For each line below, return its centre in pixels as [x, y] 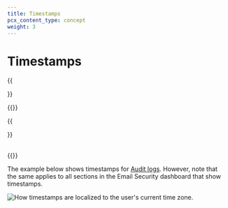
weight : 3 [22, 27]
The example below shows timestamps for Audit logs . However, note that [113, 169]
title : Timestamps [34, 14]
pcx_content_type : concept [47, 20]
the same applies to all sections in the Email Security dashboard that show [114, 177]
